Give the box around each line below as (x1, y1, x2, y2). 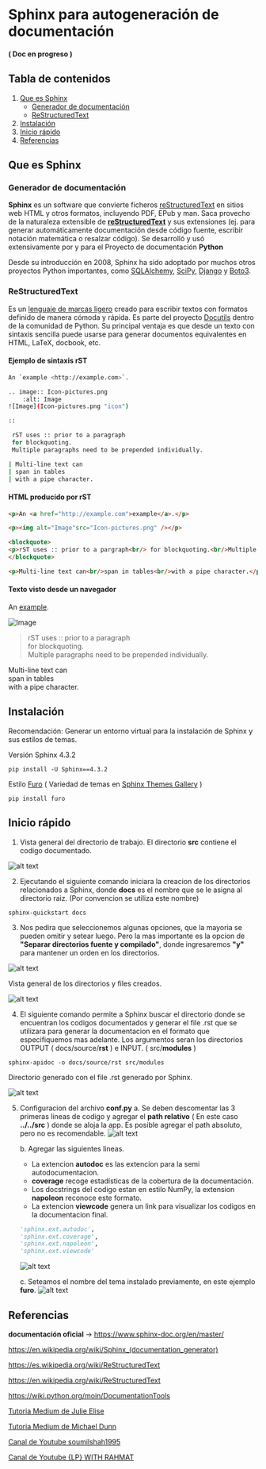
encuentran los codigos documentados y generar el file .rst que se (19, 1017, 237, 1027)
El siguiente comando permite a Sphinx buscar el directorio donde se (19, 1009, 245, 1019)
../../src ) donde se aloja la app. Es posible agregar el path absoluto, (19, 1120, 243, 1129)
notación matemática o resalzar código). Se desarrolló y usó (8, 234, 205, 244)
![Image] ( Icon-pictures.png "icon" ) (8, 402, 129, 410)
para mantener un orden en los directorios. (19, 948, 160, 957)
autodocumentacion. (31, 1167, 100, 1177)
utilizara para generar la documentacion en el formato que (19, 1026, 210, 1036)
